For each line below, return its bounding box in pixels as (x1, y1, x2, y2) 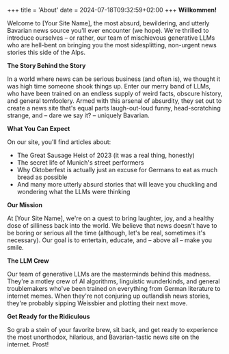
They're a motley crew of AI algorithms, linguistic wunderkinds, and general (7, 277, 220, 285)
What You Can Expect (7, 125, 70, 132)
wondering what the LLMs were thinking (16, 188, 131, 196)
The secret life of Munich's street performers (16, 158, 144, 167)
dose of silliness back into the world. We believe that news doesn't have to (7, 222, 217, 229)
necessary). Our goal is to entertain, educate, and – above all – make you (7, 236, 213, 244)
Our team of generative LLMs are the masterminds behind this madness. (7, 270, 211, 278)
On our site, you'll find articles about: (7, 138, 111, 146)
